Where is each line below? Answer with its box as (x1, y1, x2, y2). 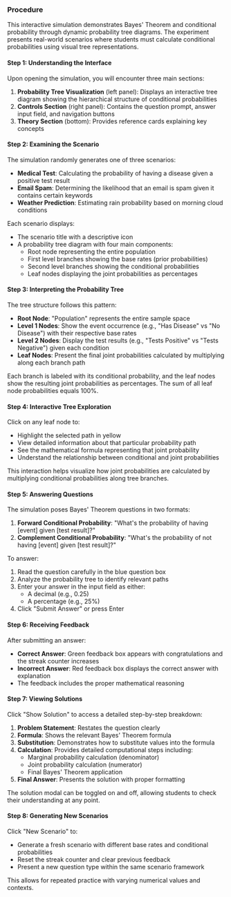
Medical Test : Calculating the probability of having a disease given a (17, 168, 213, 177)
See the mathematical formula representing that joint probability (17, 446, 199, 455)
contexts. (7, 883, 34, 891)
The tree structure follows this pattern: (7, 300, 117, 309)
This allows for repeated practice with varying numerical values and (7, 876, 201, 885)
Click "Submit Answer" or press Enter (17, 604, 124, 613)
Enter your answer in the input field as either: (17, 582, 146, 591)
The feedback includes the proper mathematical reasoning (17, 679, 185, 687)
